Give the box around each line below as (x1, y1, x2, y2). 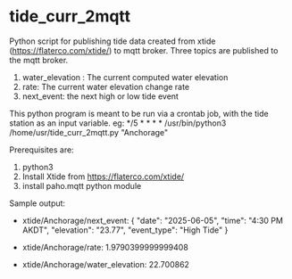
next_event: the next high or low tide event (21, 91, 179, 102)
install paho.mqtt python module (21, 180, 142, 191)
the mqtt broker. (9, 54, 69, 65)
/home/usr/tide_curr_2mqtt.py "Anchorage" (9, 127, 169, 137)
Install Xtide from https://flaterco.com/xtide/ (21, 171, 185, 182)
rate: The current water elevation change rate (21, 81, 190, 92)
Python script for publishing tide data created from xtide (9, 36, 216, 46)
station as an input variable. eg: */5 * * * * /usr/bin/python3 (9, 118, 227, 128)
